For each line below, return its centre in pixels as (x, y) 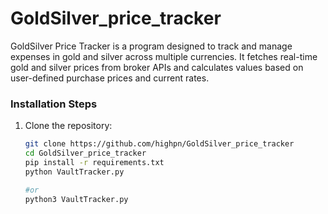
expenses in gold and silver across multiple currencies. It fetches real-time (164, 56)
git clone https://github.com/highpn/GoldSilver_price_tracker (159, 144)
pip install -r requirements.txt (94, 162)
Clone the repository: (68, 126)
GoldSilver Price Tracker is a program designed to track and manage (151, 46)
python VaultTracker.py (74, 172)
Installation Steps (54, 104)
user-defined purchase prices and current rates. (110, 78)
